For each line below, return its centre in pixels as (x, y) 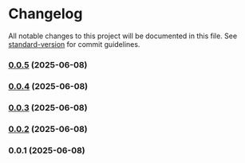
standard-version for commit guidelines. (74, 44)
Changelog (45, 14)
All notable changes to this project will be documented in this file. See (123, 36)
